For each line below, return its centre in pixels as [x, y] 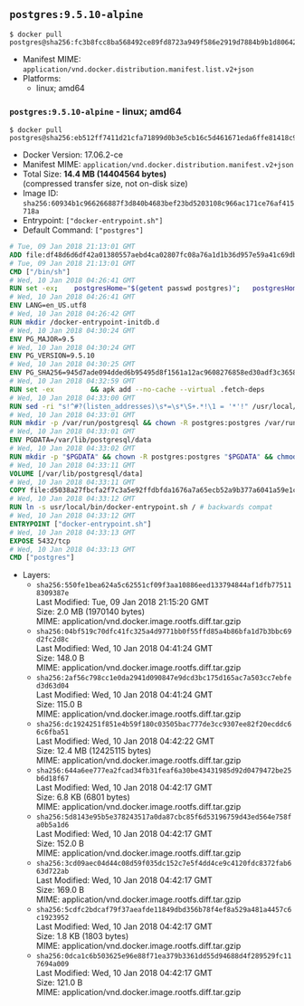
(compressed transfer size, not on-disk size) [105, 184]
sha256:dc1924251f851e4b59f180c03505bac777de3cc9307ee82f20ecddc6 [164, 725]
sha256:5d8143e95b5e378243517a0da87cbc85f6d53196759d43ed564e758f [164, 817]
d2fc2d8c [52, 640]
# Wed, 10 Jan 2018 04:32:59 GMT [72, 381]
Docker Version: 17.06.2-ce [73, 155]
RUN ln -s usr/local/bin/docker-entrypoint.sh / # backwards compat [141, 508]
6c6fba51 [52, 733]
